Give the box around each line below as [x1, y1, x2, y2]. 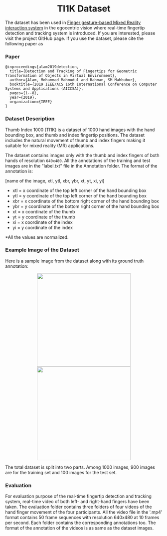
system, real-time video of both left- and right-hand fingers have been [5, 499, 150, 505]
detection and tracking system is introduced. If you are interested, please [5, 30, 156, 36]
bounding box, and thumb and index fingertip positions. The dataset [5, 132, 145, 138]
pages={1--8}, [9, 91, 39, 96]
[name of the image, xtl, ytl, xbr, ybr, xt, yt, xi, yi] [5, 178, 105, 183]
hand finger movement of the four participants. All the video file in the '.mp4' [5, 509, 163, 515]
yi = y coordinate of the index [12, 224, 73, 230]
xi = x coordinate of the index [12, 219, 73, 225]
